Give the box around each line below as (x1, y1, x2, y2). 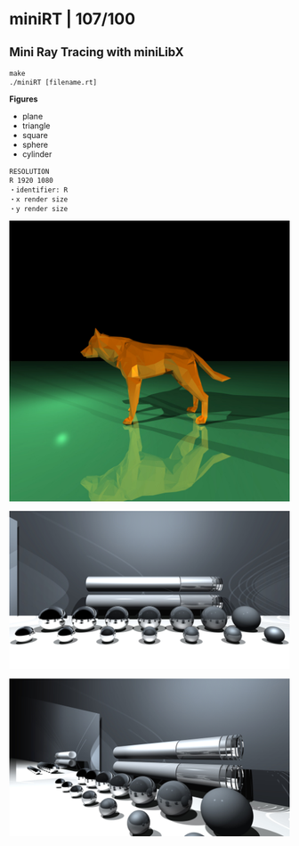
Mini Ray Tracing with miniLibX (9, 45, 184, 60)
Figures (9, 94, 38, 104)
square (21, 130, 49, 140)
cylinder (21, 149, 53, 160)
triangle (21, 120, 51, 131)
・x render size (9, 195, 69, 204)
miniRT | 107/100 (9, 9, 136, 29)
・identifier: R (9, 185, 69, 194)
